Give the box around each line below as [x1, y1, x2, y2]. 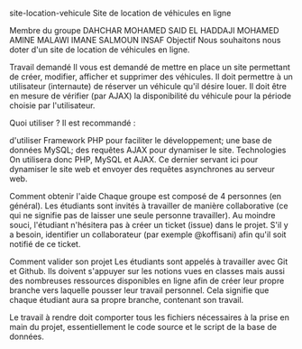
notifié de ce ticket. [9, 239, 81, 249]
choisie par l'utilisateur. [9, 100, 96, 111]
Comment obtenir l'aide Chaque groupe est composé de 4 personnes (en [9, 191, 282, 201]
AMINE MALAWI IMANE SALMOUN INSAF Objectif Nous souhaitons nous [9, 35, 281, 45]
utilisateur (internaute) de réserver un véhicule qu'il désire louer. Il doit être [9, 81, 287, 91]
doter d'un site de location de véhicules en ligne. [9, 44, 190, 55]
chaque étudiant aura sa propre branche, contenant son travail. [9, 295, 244, 305]
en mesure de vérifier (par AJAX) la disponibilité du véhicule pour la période [9, 90, 292, 101]
